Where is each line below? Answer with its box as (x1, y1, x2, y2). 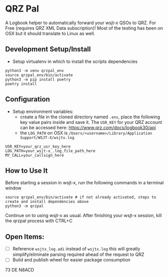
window (5, 185, 22, 191)
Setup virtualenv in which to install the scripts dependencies (12, 58, 138, 64)
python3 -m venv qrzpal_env (5, 68, 64, 73)
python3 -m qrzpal (5, 203, 44, 209)
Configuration (5, 95, 50, 104)
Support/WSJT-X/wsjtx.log (20, 135, 74, 140)
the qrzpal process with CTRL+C (5, 218, 73, 224)
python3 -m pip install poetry (5, 77, 71, 82)
